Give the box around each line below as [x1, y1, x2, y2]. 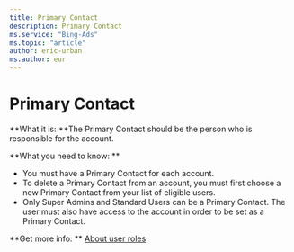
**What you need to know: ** [9, 150, 120, 161]
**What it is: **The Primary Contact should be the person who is [9, 123, 253, 134]
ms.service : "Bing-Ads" [9, 30, 99, 39]
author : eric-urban [9, 47, 83, 56]
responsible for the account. [9, 132, 114, 144]
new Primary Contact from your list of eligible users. [22, 186, 216, 198]
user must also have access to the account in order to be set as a [22, 206, 265, 217]
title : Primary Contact [9, 13, 99, 22]
